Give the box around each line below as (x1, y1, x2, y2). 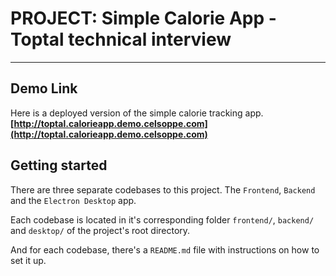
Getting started (10, 157, 108, 174)
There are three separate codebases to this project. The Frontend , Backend (10, 183, 316, 196)
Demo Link (10, 80, 78, 97)
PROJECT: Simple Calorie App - (10, 7, 277, 30)
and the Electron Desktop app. (10, 194, 137, 206)
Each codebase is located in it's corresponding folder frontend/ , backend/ (10, 213, 315, 226)
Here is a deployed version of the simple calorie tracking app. (10, 107, 264, 119)
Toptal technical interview (10, 28, 232, 51)
